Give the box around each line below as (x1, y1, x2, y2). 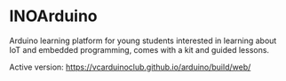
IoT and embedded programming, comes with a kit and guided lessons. (9, 44, 269, 55)
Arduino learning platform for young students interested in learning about (9, 35, 277, 46)
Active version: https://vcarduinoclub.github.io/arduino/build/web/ (9, 62, 251, 72)
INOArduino (9, 6, 98, 26)
